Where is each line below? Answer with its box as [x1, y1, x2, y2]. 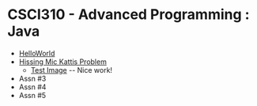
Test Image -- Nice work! [30, 65, 112, 74]
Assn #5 [18, 90, 47, 100]
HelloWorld [18, 48, 55, 58]
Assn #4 [18, 81, 47, 92]
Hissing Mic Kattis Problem [18, 57, 108, 66]
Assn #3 [18, 74, 47, 83]
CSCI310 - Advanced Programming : [7, 6, 250, 24]
